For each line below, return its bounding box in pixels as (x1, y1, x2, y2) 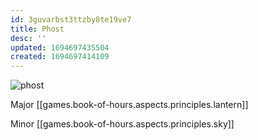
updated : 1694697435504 (10, 42, 110, 53)
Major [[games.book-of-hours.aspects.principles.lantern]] (10, 99, 249, 111)
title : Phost (10, 24, 65, 34)
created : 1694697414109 (10, 52, 110, 62)
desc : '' (10, 33, 47, 43)
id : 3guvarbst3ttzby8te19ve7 (10, 14, 132, 25)
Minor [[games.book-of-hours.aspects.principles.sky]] (10, 118, 235, 130)
